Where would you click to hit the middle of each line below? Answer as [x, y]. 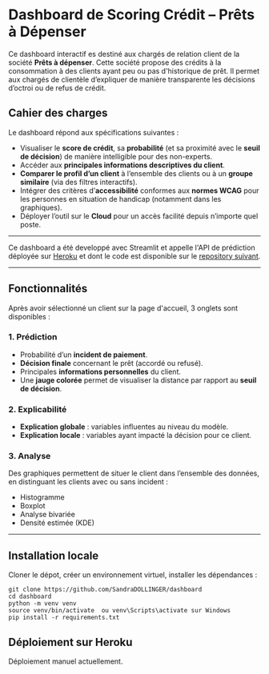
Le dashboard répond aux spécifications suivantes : [94, 132]
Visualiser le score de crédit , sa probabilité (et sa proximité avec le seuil [140, 148]
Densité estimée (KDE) [57, 523]
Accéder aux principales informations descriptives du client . [122, 165]
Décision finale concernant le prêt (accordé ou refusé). [111, 363]
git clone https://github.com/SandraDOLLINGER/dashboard [105, 590]
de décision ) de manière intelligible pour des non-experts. [116, 156]
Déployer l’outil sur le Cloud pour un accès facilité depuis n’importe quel [139, 216]
